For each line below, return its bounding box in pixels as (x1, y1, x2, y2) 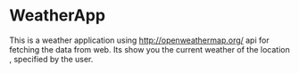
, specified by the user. (9, 53, 94, 64)
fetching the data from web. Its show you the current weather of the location (9, 44, 290, 54)
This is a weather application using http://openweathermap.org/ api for (9, 35, 270, 45)
